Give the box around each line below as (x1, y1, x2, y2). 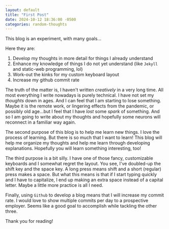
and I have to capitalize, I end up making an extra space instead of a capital (5, 177, 163, 183)
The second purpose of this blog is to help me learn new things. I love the (5, 129, 160, 135)
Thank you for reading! (5, 218, 53, 224)
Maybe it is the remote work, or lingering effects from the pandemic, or (5, 103, 154, 109)
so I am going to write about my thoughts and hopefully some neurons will (5, 114, 161, 120)
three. (5, 208, 18, 214)
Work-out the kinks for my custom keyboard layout (12, 72, 120, 78)
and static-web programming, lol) (12, 66, 83, 72)
